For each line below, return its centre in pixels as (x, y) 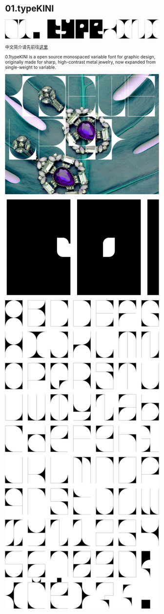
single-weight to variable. (31, 67)
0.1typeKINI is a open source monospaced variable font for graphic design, (80, 57)
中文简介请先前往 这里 (26, 47)
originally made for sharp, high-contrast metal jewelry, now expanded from (81, 62)
